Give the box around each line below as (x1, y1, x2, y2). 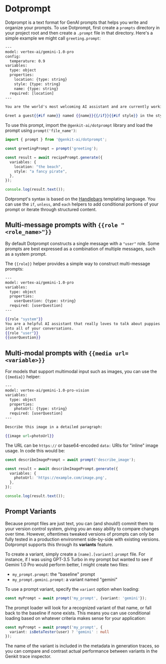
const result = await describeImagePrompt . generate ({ (5, 466, 119, 471)
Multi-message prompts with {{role (5, 221, 118, 229)
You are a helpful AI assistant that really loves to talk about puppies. (5, 321, 163, 326)
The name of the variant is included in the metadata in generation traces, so (5, 643, 160, 649)
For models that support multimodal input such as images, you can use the (5, 369, 157, 375)
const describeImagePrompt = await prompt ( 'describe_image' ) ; (5, 457, 136, 462)
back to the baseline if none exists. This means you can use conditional (5, 610, 151, 616)
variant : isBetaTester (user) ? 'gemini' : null (9, 629, 110, 634)
